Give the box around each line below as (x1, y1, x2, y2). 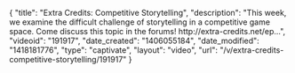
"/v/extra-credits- (219, 45, 284, 55)
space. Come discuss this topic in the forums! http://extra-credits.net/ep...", (9, 26, 286, 36)
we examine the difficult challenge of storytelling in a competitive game (9, 17, 271, 27)
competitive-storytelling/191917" (9, 55, 127, 64)
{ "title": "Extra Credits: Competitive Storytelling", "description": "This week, (9, 8, 287, 18)
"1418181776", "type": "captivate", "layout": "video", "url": (9, 45, 219, 55)
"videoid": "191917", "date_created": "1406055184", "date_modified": (9, 35, 259, 46)
